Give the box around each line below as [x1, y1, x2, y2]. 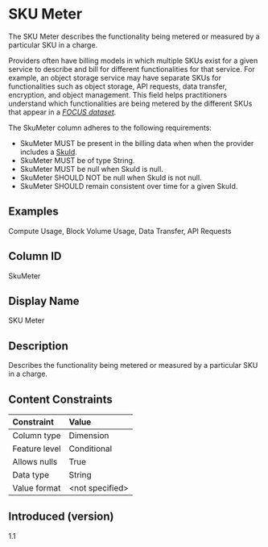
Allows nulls [12, 457, 58, 467]
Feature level [12, 443, 62, 454]
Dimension [68, 430, 109, 441]
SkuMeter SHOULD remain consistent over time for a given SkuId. [19, 181, 238, 190]
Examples [8, 205, 59, 219]
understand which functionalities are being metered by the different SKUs [8, 98, 253, 108]
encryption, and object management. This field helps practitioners [8, 90, 228, 99]
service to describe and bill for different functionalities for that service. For [8, 64, 255, 73]
